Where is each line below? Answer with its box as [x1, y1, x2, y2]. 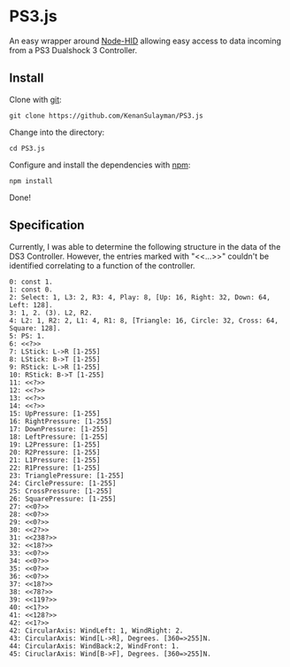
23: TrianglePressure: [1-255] [9, 471, 125, 480]
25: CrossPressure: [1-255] [9, 486, 113, 495]
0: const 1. [9, 277, 53, 286]
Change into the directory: [9, 127, 105, 137]
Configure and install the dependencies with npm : [9, 159, 191, 170]
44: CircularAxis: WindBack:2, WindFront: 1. [9, 641, 179, 650]
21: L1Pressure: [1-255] [9, 455, 101, 464]
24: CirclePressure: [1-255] [9, 478, 117, 488]
